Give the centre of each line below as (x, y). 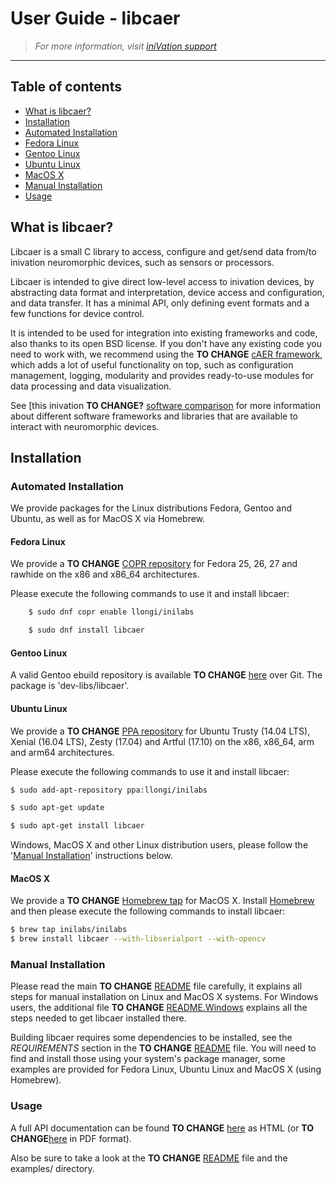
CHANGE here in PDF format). (71, 1138)
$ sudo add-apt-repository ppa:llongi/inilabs (109, 790)
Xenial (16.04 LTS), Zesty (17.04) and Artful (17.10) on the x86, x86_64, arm (162, 741)
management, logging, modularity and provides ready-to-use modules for (162, 375)
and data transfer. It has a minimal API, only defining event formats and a (160, 303)
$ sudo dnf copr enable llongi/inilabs (111, 612)
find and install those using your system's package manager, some (148, 1059)
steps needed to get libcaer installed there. (98, 1018)
